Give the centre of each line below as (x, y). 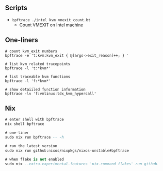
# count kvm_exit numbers (31, 51)
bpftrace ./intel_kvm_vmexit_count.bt (51, 20)
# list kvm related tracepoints (38, 64)
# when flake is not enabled (34, 159)
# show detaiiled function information (45, 89)
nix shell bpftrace (25, 124)
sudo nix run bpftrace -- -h (34, 138)
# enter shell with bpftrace (34, 120)
